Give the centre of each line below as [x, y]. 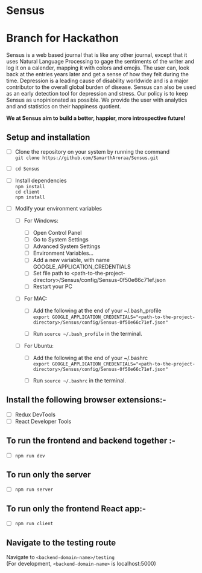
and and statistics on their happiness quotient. [64, 106]
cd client [27, 192]
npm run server [34, 490]
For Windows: [41, 220]
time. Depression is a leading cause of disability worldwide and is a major [97, 81]
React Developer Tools [43, 421]
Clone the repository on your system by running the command [92, 151]
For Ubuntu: [39, 345]
